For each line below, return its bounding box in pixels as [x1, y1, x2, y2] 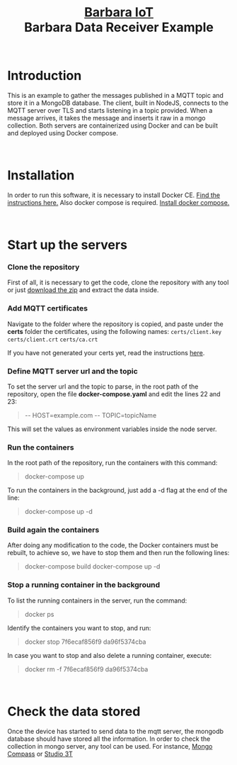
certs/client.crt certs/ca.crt [7, 336, 98, 343]
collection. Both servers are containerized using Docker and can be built [7, 121, 218, 130]
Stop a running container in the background [7, 580, 161, 590]
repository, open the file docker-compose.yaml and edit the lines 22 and [7, 389, 221, 398]
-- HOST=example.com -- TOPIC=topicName [24, 411, 157, 419]
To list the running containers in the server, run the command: [7, 596, 187, 605]
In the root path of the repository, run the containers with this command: [7, 459, 218, 467]
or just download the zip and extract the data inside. [7, 286, 159, 294]
